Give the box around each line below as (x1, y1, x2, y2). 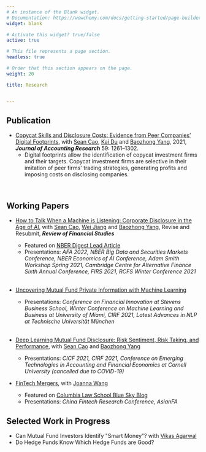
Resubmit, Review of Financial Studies (15, 230, 115, 237)
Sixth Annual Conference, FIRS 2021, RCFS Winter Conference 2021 (24, 268, 196, 275)
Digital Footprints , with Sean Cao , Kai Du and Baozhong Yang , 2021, (15, 138, 187, 146)
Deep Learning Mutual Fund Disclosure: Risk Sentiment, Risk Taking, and (15, 336, 199, 344)
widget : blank (6, 20, 43, 26)
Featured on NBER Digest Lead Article (24, 242, 121, 249)
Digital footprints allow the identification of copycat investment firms (24, 151, 197, 158)
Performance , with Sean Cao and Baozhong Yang (15, 343, 141, 350)
